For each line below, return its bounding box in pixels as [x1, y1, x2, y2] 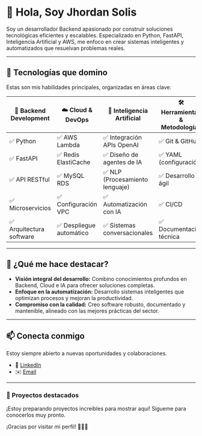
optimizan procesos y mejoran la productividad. [14, 294, 133, 301]
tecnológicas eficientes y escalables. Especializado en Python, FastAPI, [6, 31, 184, 38]
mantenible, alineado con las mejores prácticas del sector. [14, 307, 159, 315]
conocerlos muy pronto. [6, 411, 66, 419]
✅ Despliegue [57, 221, 96, 229]
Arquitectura [9, 225, 45, 233]
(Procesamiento [103, 175, 148, 183]
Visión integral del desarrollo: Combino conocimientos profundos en [14, 275, 188, 282]
